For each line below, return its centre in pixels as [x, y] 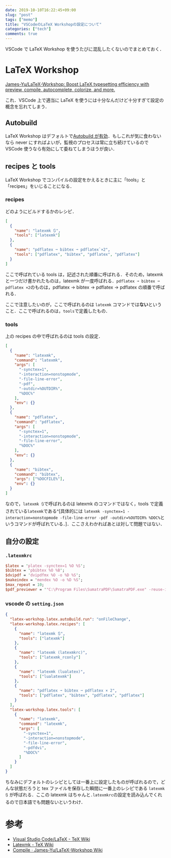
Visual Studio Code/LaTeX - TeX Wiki [51, 839]
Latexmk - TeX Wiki [33, 844]
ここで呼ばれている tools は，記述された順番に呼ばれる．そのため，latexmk [84, 274]
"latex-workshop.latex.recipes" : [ [48, 624]
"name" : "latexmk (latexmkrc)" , [53, 653]
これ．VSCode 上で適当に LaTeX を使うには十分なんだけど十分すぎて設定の [84, 100]
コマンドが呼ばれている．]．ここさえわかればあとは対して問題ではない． [90, 524]
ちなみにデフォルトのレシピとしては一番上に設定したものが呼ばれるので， [83, 782]
